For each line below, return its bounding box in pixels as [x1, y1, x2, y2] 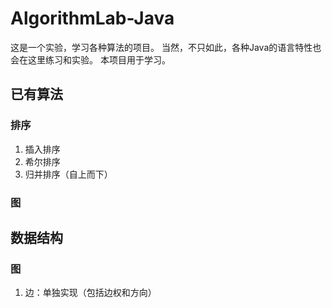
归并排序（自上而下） [24, 168, 113, 180]
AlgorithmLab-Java [10, 7, 175, 30]
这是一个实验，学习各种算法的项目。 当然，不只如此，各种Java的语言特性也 [10, 41, 322, 53]
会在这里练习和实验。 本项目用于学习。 [10, 53, 171, 66]
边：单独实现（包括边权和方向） [24, 287, 157, 299]
